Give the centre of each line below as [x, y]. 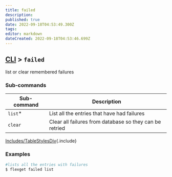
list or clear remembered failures [40, 72]
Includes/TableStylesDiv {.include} [41, 141]
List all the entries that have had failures [97, 113]
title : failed [20, 10]
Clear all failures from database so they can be [105, 122]
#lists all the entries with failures [47, 165]
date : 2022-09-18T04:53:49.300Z [40, 24]
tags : [11, 29]
